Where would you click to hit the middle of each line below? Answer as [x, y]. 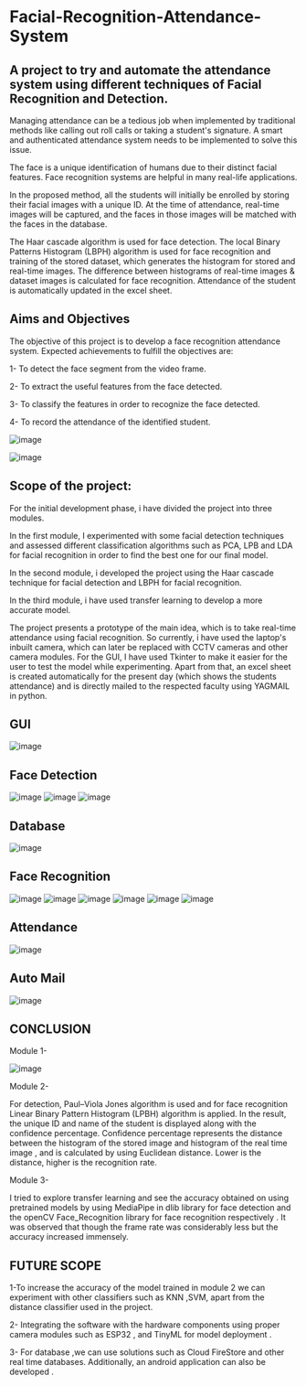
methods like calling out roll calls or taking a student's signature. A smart [146, 130]
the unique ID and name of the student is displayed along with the [133, 1123]
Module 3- [29, 1180]
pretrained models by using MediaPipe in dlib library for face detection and [150, 1208]
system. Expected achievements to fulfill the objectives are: [121, 350]
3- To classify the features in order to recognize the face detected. [135, 403]
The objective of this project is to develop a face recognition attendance [145, 341]
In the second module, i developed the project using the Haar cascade [142, 573]
